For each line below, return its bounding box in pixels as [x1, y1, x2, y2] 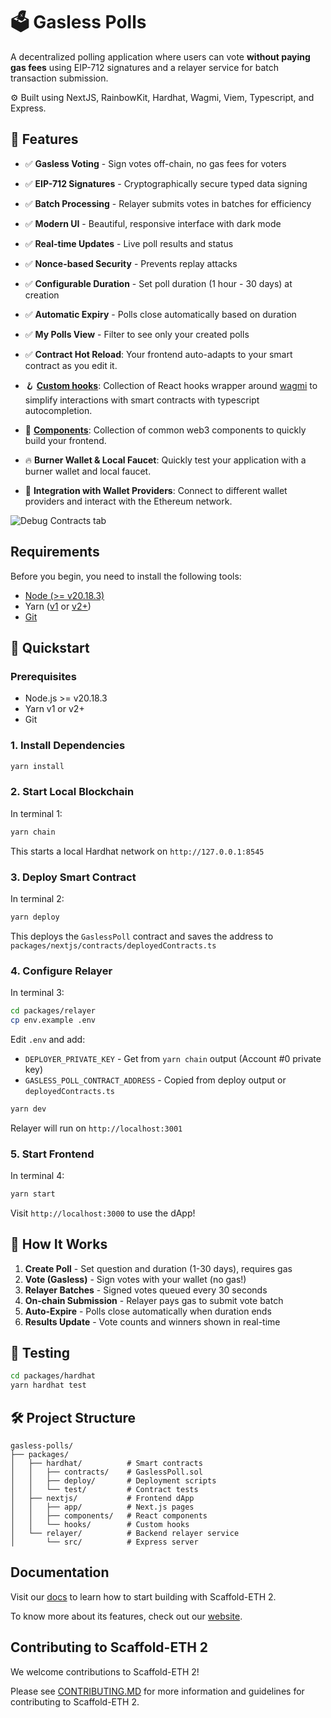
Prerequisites [10, 669, 77, 683]
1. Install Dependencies [10, 739, 126, 753]
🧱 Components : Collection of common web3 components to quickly [24, 424, 307, 436]
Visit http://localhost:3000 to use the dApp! [10, 1207, 196, 1219]
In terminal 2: [10, 892, 65, 904]
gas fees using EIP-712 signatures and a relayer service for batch [10, 61, 280, 73]
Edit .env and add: [10, 1033, 86, 1045]
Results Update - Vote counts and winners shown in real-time [24, 1315, 281, 1328]
